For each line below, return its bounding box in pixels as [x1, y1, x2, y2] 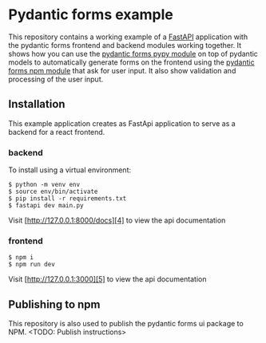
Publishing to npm [8, 298, 101, 311]
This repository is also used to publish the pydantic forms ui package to [8, 319, 244, 329]
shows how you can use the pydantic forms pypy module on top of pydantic [8, 49, 258, 58]
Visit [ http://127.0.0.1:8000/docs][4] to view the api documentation [8, 215, 226, 225]
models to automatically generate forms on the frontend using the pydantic [8, 57, 255, 67]
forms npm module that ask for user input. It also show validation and [8, 65, 236, 75]
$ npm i [8, 254, 34, 262]
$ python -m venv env [8, 181, 81, 189]
